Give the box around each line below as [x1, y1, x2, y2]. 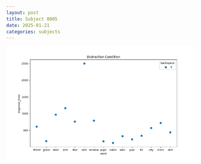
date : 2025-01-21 [6, 22, 50, 28]
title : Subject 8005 [6, 16, 58, 22]
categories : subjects [6, 29, 61, 35]
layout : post [6, 10, 39, 16]
